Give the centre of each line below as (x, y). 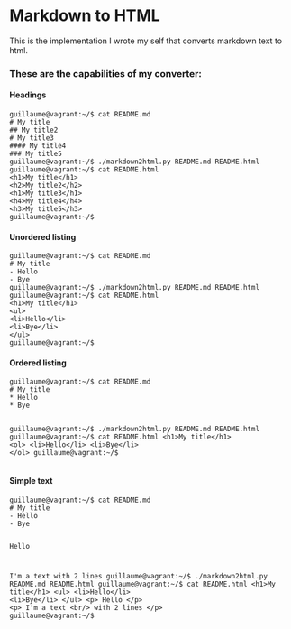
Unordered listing (43, 236)
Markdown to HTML (85, 16)
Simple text (31, 481)
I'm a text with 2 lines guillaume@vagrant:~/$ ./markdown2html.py (139, 577)
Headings (28, 95)
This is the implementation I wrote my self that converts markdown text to (145, 41)
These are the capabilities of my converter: (106, 73)
